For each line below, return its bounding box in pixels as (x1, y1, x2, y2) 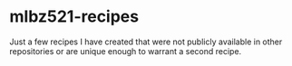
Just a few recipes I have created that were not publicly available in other (9, 36, 283, 47)
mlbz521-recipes (9, 6, 139, 27)
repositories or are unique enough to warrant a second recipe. (9, 45, 242, 56)
